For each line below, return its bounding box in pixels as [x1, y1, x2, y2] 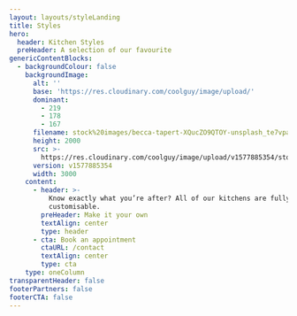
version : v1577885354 [32, 161, 113, 170]
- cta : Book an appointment [32, 235, 137, 244]
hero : [9, 29, 29, 38]
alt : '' [32, 79, 62, 88]
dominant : [32, 95, 69, 104]
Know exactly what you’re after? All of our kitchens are [48, 194, 267, 204]
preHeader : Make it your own [41, 210, 148, 220]
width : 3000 [32, 169, 77, 178]
